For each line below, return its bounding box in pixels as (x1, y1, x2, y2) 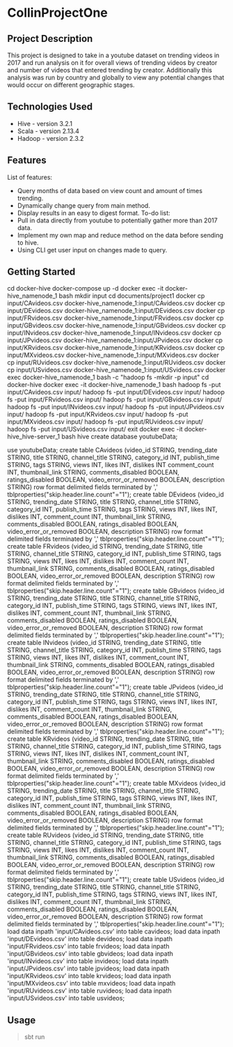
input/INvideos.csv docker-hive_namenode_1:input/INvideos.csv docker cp (7, 329, 221, 337)
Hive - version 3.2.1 (17, 119, 73, 128)
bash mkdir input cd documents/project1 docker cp (58, 291, 205, 300)
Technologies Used (7, 101, 93, 113)
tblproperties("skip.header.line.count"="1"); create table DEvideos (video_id (7, 490, 225, 499)
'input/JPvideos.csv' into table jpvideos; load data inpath (7, 964, 170, 973)
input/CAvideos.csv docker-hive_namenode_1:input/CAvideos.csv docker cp (7, 299, 225, 307)
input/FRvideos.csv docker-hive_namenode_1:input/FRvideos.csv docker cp (7, 314, 224, 322)
